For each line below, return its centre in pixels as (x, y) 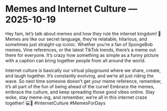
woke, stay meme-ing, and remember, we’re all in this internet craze (76, 97)
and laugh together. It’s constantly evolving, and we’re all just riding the (79, 76)
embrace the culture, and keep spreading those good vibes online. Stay (80, 92)
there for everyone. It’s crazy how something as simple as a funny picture (82, 55)
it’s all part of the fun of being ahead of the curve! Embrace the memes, (80, 86)
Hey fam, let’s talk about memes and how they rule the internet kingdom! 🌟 (83, 33)
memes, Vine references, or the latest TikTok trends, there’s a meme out (80, 50)
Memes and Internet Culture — (71, 9)
